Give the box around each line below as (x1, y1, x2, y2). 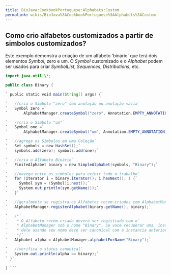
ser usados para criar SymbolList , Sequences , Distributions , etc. (5, 63, 140, 70)
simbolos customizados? (5, 39, 87, 48)
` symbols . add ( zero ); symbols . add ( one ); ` (5, 148, 99, 153)
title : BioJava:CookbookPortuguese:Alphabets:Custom (5, 7, 120, 13)
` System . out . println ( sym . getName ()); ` (5, 186, 99, 191)
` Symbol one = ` (5, 125, 44, 130)
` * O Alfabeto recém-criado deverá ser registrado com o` (5, 218, 140, 223)
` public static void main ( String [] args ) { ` (5, 92, 103, 97)
